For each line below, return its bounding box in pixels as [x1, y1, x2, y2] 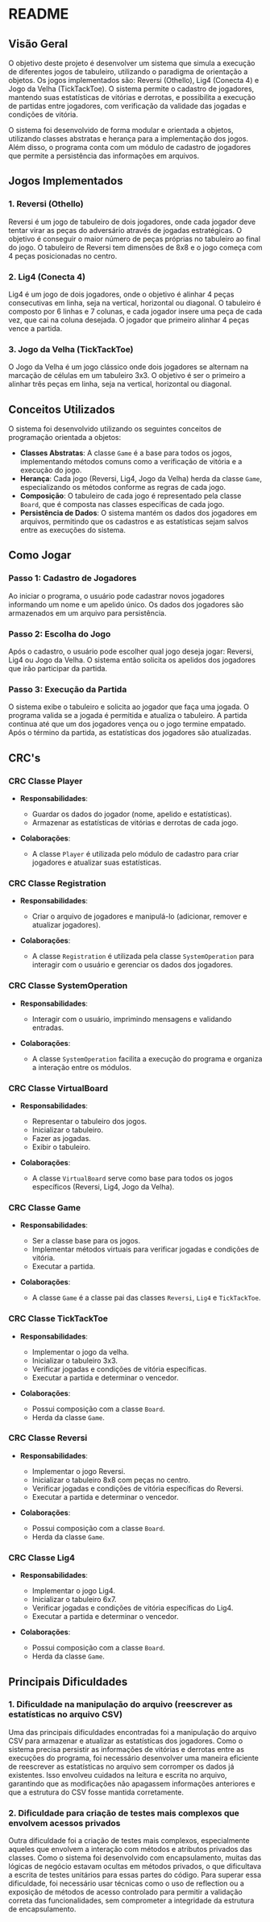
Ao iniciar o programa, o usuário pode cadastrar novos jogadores [8, 591, 225, 600]
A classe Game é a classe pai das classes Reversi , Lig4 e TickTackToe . [31, 1293, 261, 1302]
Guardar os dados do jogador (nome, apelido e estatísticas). [31, 809, 232, 819]
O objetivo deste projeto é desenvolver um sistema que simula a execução [8, 58, 255, 68]
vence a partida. [8, 323, 63, 333]
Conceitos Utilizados [8, 402, 115, 416]
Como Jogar [8, 549, 72, 562]
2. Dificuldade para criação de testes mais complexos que [8, 1807, 240, 1818]
